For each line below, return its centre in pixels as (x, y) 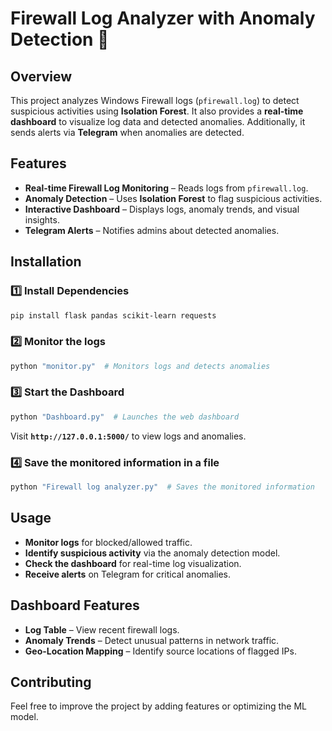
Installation (46, 262)
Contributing (51, 682)
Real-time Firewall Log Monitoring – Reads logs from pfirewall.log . (166, 188)
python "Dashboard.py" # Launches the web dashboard (125, 417)
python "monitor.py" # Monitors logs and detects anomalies (140, 366)
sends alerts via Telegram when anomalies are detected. (127, 132)
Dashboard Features (75, 605)
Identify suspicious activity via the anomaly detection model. (152, 553)
